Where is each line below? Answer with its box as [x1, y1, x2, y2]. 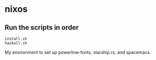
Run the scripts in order [4, 23, 79, 32]
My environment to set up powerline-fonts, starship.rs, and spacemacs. [4, 50, 151, 55]
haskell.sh [4, 41, 27, 46]
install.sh [4, 36, 27, 41]
